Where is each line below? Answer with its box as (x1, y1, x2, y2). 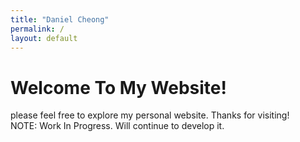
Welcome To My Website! (10, 76, 227, 99)
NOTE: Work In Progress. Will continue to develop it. (10, 120, 225, 132)
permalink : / (10, 24, 65, 34)
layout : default (10, 33, 78, 43)
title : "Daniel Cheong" (10, 14, 110, 25)
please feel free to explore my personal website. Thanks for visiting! (10, 109, 290, 121)
